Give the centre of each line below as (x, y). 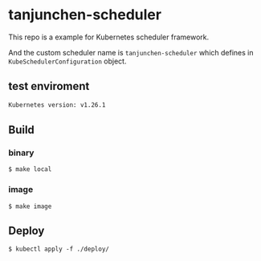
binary (21, 153)
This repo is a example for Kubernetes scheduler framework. (109, 37)
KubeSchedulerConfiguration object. (67, 61)
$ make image (30, 206)
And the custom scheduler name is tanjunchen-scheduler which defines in (131, 52)
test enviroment (49, 86)
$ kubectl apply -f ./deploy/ (59, 249)
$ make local (30, 169)
